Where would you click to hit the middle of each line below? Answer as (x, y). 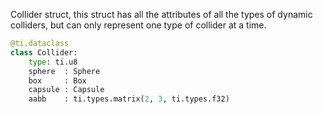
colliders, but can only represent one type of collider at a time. (138, 25)
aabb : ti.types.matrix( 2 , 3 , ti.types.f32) (129, 99)
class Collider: (44, 52)
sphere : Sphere (64, 71)
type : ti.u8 (53, 62)
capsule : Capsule (66, 90)
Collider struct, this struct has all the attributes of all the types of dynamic (161, 14)
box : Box (57, 80)
